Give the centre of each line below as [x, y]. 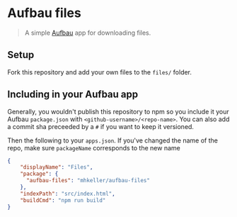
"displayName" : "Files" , [57, 167]
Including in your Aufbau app [73, 95]
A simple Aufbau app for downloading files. [88, 33]
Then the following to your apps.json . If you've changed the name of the [112, 140]
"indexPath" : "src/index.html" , [68, 194]
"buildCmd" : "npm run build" [63, 200]
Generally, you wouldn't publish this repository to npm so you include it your [118, 111]
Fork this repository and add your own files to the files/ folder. [100, 72]
